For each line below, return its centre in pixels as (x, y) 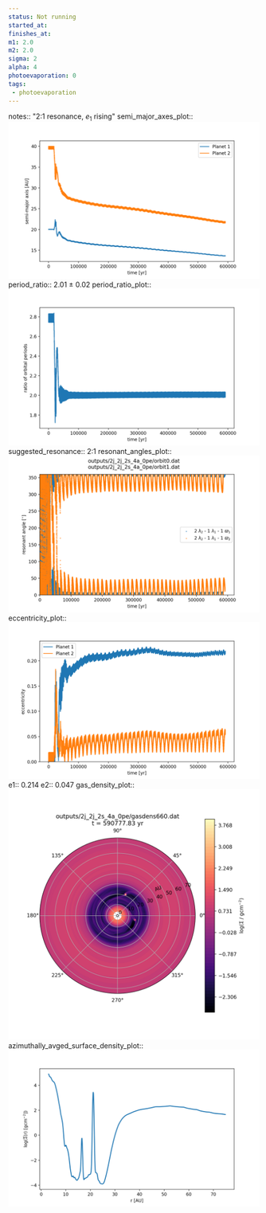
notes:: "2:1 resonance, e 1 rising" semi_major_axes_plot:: (101, 117)
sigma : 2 (23, 59)
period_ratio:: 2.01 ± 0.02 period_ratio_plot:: (80, 285)
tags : (17, 84)
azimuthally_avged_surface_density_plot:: (76, 1046)
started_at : (28, 25)
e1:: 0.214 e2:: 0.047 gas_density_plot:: (72, 785)
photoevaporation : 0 (43, 76)
